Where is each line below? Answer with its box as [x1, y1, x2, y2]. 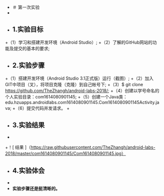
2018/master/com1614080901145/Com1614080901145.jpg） [5, 151, 126, 157]
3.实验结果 [12, 121, 45, 130]
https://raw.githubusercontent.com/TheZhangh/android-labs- [31, 144, 156, 150]
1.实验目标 [12, 25, 43, 33]
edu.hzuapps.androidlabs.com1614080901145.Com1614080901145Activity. [5, 99, 156, 105]
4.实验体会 [12, 166, 45, 175]
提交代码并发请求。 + [26, 105, 70, 111]
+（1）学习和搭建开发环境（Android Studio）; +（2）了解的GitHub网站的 [5, 39, 153, 45]
